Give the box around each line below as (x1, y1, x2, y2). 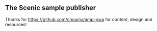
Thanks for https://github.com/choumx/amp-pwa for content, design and (5, 16, 153, 22)
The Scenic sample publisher (5, 4, 96, 12)
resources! (5, 21, 27, 27)
